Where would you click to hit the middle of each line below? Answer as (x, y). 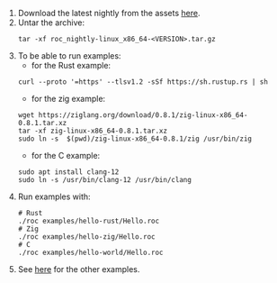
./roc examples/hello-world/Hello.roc (90, 252)
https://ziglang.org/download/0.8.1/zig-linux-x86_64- (143, 115)
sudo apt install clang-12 (68, 172)
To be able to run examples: (69, 56)
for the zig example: (68, 99)
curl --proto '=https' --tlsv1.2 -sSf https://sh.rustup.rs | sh (143, 82)
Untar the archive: (51, 23)
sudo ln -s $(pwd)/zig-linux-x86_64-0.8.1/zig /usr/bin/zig (135, 139)
